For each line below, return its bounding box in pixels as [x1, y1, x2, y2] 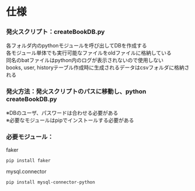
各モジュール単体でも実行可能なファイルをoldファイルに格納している [6, 49, 172, 56]
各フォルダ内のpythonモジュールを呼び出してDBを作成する [6, 42, 147, 49]
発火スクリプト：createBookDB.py [6, 28, 105, 36]
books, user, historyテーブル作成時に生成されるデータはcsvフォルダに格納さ [6, 64, 190, 71]
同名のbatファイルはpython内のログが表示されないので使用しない [6, 57, 164, 64]
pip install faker [6, 158, 51, 164]
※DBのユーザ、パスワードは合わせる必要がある [6, 109, 119, 116]
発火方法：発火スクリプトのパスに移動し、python [6, 87, 147, 95]
